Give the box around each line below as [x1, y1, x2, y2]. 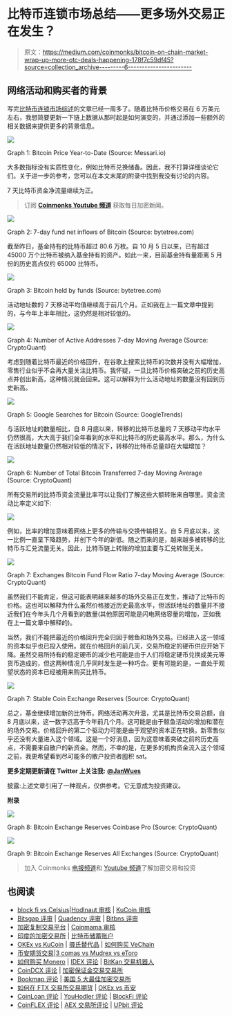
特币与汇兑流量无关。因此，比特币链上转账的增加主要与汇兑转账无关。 [7, 544, 207, 552]
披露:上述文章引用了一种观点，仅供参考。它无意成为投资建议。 [7, 781, 185, 790]
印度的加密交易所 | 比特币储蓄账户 [17, 932, 114, 940]
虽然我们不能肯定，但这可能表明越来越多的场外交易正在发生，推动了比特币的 [7, 592, 225, 601]
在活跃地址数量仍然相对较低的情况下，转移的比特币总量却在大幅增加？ [7, 442, 207, 450]
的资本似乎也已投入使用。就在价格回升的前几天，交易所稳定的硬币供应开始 [7, 642, 219, 650]
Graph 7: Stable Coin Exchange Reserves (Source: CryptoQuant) [7, 694, 191, 702]
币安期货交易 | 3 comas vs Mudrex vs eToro [17, 949, 138, 957]
